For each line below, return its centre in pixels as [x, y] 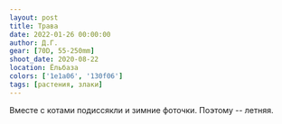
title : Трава [34, 26]
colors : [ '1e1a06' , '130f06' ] [66, 76]
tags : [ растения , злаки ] [56, 84]
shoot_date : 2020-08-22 [54, 59]
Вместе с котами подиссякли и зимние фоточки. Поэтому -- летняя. [141, 110]
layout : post [34, 18]
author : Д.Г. [34, 43]
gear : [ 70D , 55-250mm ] [52, 51]
